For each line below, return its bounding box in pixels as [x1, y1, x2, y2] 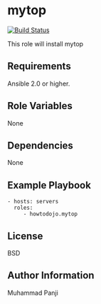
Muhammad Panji [7, 288, 58, 297]
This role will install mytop [7, 39, 84, 48]
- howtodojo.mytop [23, 211, 78, 218]
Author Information [7, 270, 95, 282]
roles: [14, 204, 33, 212]
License [7, 230, 43, 242]
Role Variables [7, 100, 73, 112]
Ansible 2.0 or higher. [7, 79, 70, 88]
